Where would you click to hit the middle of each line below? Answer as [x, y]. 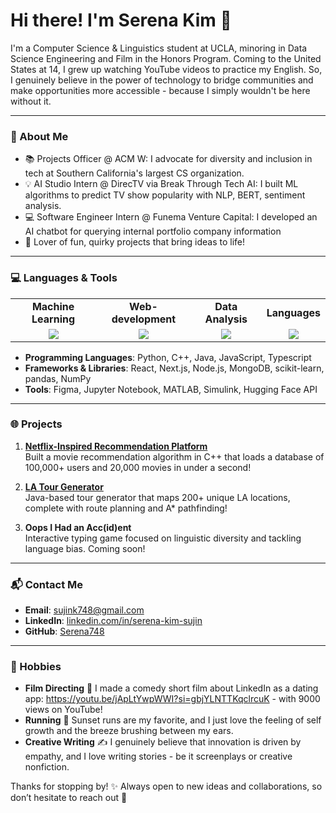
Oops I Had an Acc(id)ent [78, 527]
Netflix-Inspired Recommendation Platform [116, 446]
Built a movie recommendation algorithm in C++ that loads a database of [174, 456]
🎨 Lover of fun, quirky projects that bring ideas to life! [135, 242]
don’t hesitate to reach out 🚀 [69, 798]
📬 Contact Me [47, 584]
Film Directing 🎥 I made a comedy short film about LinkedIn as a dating [171, 688]
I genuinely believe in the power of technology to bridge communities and [162, 80]
